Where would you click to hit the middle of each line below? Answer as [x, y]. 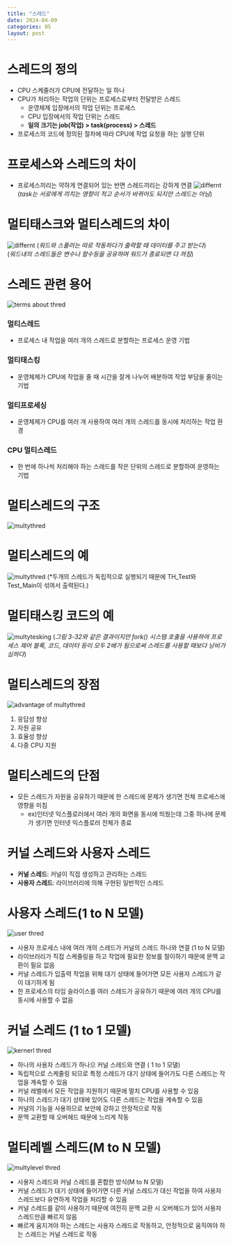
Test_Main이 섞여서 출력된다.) [48, 585]
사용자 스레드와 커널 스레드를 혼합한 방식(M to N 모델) [90, 1182]
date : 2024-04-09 [32, 20]
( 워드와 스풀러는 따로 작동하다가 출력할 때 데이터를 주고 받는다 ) [121, 245]
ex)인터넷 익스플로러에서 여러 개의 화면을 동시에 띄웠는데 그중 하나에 [120, 814]
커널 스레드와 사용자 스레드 [79, 853]
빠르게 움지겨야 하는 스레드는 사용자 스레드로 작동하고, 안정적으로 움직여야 [118, 1225]
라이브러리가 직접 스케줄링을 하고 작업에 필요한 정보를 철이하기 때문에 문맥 [118, 956]
